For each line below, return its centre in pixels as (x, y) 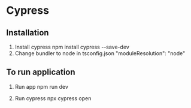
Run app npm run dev (42, 86)
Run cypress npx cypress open (53, 98)
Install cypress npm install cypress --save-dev (72, 47)
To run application (41, 72)
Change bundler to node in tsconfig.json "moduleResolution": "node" (100, 53)
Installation (28, 33)
